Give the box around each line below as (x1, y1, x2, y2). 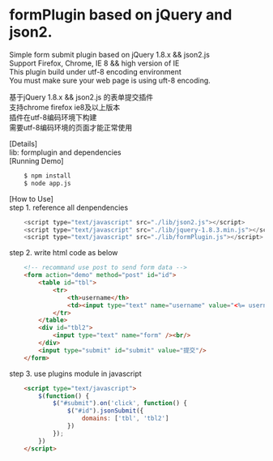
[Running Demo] (9, 156, 64, 165)
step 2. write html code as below (9, 248, 118, 258)
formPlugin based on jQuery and (9, 6, 232, 24)
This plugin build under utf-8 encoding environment (9, 66, 181, 76)
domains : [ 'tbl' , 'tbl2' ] (81, 415, 169, 423)
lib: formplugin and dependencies (9, 147, 122, 157)
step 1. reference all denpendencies (9, 203, 129, 212)
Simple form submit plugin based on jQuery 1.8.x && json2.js (9, 49, 210, 59)
